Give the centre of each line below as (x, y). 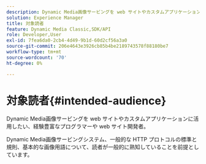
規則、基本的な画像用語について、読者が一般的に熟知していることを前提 (97, 147)
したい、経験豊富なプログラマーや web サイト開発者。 (80, 127)
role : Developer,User (34, 35)
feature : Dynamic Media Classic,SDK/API (59, 29)
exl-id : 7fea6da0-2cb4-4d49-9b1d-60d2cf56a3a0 (67, 40)
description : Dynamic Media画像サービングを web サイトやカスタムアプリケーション (104, 12)
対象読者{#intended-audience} (86, 101)
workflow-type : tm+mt (34, 52)
